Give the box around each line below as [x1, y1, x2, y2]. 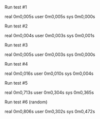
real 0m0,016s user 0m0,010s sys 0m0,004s [4, 71, 94, 76]
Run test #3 [4, 42, 28, 48]
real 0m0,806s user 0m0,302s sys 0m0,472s [4, 109, 96, 114]
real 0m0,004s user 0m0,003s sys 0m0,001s [4, 33, 95, 38]
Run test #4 [4, 61, 28, 67]
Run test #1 [4, 4, 27, 10]
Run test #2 [4, 23, 28, 29]
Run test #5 [4, 80, 28, 86]
